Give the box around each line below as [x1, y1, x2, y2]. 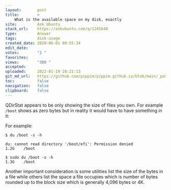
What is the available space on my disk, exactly [14, 17, 122, 22]
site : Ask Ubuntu [5, 21, 60, 27]
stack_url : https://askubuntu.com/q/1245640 [5, 26, 108, 32]
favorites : [5, 55, 28, 60]
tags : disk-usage [5, 36, 60, 41]
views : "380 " [5, 60, 51, 65]
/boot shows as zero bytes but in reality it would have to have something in [5, 107, 163, 114]
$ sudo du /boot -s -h [5, 155, 53, 160]
